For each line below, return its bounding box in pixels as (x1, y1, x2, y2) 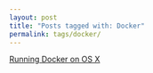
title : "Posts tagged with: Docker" (9, 21, 145, 30)
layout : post (9, 12, 58, 22)
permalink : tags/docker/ (9, 29, 101, 38)
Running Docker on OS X (9, 54, 101, 65)
